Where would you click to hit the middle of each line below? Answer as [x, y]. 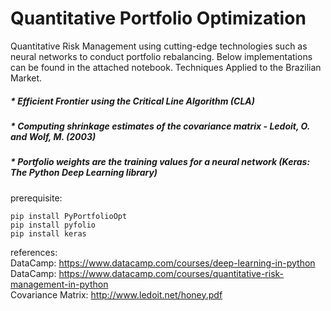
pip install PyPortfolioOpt [69, 216]
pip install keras [48, 233]
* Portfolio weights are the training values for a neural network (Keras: [160, 162]
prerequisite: [36, 198]
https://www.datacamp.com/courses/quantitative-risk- [171, 273]
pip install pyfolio [53, 225]
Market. [26, 78]
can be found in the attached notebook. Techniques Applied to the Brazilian [166, 67]
